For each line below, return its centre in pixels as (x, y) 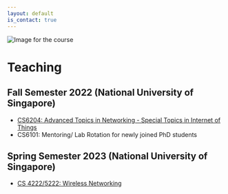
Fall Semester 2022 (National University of (101, 93)
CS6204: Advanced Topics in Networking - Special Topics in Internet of (119, 120)
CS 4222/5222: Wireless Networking (69, 184)
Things (27, 127)
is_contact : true (32, 20)
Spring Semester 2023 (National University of (107, 156)
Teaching (34, 67)
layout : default (30, 13)
